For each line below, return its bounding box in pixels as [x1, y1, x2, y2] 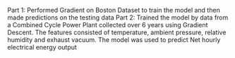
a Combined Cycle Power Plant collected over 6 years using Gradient [7, 21, 208, 29]
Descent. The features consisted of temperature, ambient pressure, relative [7, 28, 227, 36]
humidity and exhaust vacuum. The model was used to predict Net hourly [7, 36, 221, 44]
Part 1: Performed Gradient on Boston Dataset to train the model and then [7, 6, 220, 14]
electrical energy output [7, 43, 78, 51]
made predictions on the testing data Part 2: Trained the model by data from [7, 13, 229, 22]
